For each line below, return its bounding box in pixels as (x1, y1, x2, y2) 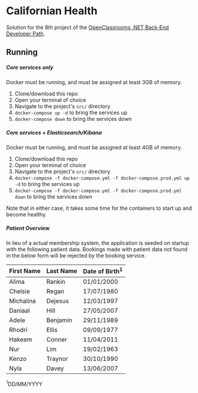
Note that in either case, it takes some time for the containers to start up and (6, 205, 192, 212)
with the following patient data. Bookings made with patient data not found (6, 246, 188, 253)
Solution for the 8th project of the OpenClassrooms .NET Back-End (6, 24, 170, 31)
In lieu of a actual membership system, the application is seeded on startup (6, 239, 189, 247)
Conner (46, 335, 67, 343)
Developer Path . (6, 30, 46, 37)
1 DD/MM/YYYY (6, 379, 43, 388)
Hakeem (9, 335, 33, 343)
